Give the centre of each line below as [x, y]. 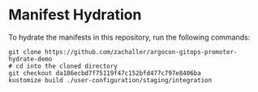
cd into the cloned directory [67, 66]
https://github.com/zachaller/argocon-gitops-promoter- [141, 52]
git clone [25, 52]
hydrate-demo [30, 59]
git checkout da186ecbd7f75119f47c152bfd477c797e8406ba [105, 73]
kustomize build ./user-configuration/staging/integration [110, 80]
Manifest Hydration [75, 15]
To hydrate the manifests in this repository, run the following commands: [129, 37]
